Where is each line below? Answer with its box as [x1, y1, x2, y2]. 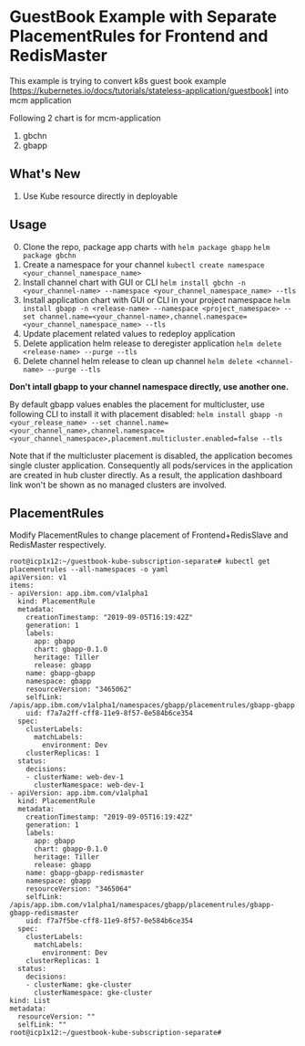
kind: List [9, 997, 51, 1006]
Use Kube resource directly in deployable [22, 190, 178, 202]
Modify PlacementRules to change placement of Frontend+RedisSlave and [9, 529, 289, 540]
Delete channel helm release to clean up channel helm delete [22, 355, 253, 366]
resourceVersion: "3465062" [25, 685, 132, 695]
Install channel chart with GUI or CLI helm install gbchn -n [22, 277, 246, 288]
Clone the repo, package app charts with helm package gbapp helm [22, 241, 270, 252]
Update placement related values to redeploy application [22, 328, 236, 339]
